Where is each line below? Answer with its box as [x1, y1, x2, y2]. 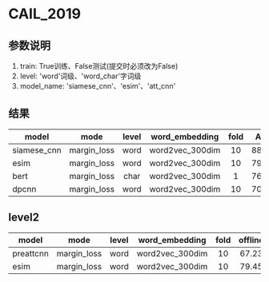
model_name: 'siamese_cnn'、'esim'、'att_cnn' [19, 81, 176, 90]
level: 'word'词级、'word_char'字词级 [19, 71, 142, 81]
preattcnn [12, 248, 50, 259]
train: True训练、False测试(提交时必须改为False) [19, 62, 179, 70]
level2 [8, 211, 40, 224]
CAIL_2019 [8, 5, 82, 23]
